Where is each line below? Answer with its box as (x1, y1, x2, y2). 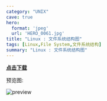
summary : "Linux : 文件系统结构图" (6, 47, 87, 53)
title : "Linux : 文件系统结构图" (6, 36, 82, 42)
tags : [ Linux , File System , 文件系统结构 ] (6, 42, 102, 48)
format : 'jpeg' (11, 25, 49, 31)
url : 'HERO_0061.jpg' (11, 31, 65, 37)
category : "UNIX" (6, 8, 49, 15)
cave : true (6, 14, 33, 20)
